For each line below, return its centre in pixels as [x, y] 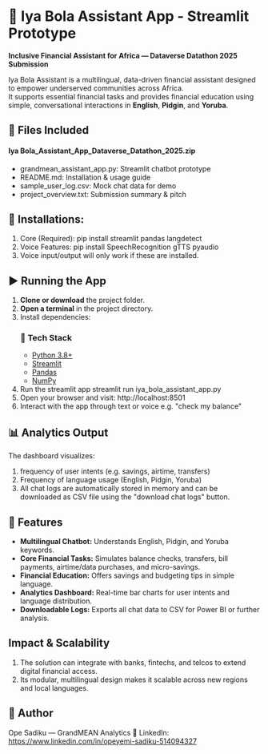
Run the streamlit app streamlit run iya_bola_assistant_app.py [120, 389]
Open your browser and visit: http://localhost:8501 [102, 398]
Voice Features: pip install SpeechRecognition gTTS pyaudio [119, 247]
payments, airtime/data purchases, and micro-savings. [110, 567]
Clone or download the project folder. [82, 300]
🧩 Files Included [49, 130]
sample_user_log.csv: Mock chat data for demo [98, 185]
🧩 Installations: [46, 219]
